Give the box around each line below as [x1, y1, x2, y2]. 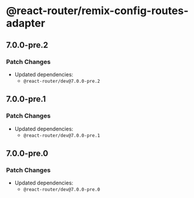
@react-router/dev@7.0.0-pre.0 [23, 187, 101, 193]
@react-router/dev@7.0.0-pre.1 [23, 132, 101, 139]
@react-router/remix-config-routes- [6, 4, 189, 18]
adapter [6, 16, 45, 30]
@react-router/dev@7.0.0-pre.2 [23, 78, 101, 84]
